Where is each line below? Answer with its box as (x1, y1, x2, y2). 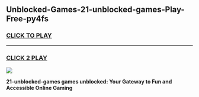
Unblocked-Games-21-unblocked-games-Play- (6, 5, 185, 15)
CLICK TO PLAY (6, 32, 52, 40)
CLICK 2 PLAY (6, 53, 47, 62)
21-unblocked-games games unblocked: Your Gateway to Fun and (6, 78, 172, 85)
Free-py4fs (6, 14, 49, 24)
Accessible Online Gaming (6, 84, 73, 91)
